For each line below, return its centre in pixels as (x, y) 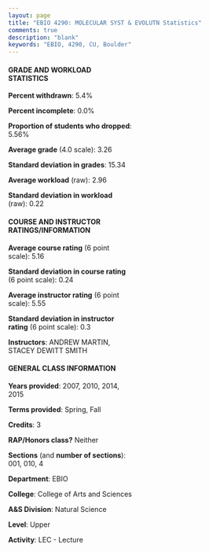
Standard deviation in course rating (67, 271)
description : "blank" (44, 37)
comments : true (33, 30)
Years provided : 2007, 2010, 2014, (64, 385)
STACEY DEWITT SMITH (48, 350)
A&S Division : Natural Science (58, 509)
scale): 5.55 (27, 303)
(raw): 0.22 (26, 204)
